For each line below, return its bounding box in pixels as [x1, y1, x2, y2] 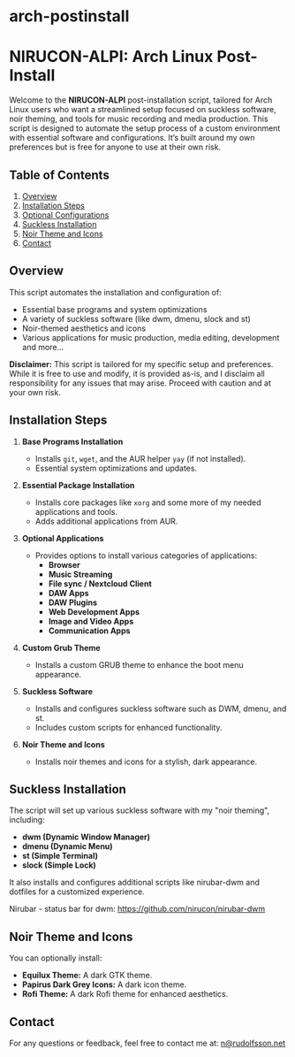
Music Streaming [48, 569, 113, 579]
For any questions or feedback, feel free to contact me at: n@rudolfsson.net [9, 1038, 286, 1048]
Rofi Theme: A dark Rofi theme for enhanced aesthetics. [21, 989, 229, 1000]
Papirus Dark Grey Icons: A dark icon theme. [21, 979, 187, 990]
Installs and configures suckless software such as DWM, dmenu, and [34, 703, 287, 714]
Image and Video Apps [48, 616, 134, 626]
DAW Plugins [48, 597, 97, 608]
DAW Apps [48, 587, 90, 598]
